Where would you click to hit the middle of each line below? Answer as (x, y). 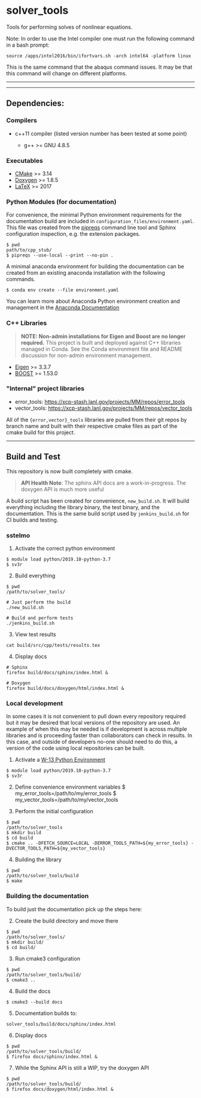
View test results (35, 634)
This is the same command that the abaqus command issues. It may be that (99, 67)
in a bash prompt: (28, 45)
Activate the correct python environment (65, 548)
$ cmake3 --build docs (34, 1002)
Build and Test (33, 457)
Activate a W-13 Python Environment (60, 760)
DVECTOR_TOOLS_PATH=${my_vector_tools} (56, 848)
